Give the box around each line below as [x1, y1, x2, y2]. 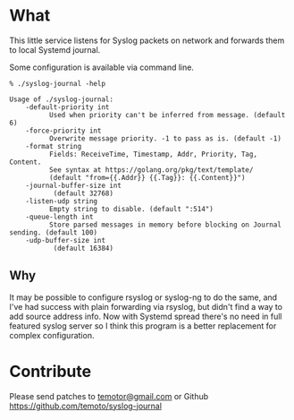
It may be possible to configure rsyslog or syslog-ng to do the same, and [9, 292, 278, 303]
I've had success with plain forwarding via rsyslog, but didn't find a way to [9, 301, 283, 312]
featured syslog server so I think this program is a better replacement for [9, 320, 277, 331]
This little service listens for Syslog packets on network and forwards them [9, 35, 285, 46]
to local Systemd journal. [9, 44, 101, 55]
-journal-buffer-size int [25, 181, 122, 190]
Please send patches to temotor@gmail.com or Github [9, 390, 209, 401]
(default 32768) [53, 189, 114, 198]
